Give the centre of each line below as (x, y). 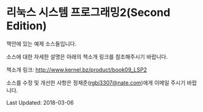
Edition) (27, 26)
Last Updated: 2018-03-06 (40, 102)
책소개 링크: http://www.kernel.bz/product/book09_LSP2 (77, 69)
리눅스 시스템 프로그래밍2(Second (88, 13)
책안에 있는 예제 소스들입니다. (42, 43)
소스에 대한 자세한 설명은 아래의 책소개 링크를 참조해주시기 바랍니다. (87, 56)
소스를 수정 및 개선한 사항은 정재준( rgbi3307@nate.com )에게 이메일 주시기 (96, 83)
